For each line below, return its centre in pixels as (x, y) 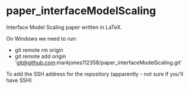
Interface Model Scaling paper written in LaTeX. (64, 27)
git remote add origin (40, 56)
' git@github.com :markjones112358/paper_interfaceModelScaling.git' (98, 62)
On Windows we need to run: (41, 38)
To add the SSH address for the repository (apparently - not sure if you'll (95, 74)
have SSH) (19, 80)
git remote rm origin (39, 50)
